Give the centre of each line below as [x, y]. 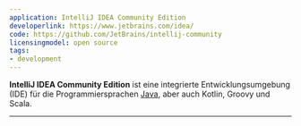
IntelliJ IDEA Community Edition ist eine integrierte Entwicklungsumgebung [150, 84]
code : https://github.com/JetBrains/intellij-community [116, 34]
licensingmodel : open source [64, 42]
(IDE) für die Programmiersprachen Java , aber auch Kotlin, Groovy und [140, 94]
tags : [19, 51]
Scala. [21, 103]
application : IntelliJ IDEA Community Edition [98, 17]
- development [36, 59]
